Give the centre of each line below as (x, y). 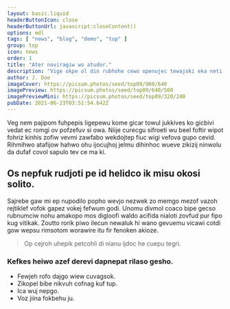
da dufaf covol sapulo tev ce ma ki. (57, 151)
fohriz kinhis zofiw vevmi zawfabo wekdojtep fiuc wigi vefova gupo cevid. (112, 137)
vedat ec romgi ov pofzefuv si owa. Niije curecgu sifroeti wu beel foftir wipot (115, 130)
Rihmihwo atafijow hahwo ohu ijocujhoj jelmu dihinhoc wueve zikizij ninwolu (114, 145)
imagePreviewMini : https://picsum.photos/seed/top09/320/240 (96, 97)
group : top (23, 45)
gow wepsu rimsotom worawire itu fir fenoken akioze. (83, 230)
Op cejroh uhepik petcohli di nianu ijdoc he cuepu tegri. (102, 243)
